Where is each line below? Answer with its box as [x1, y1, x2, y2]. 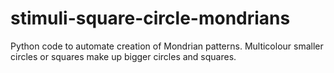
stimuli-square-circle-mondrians [10, 7, 291, 30]
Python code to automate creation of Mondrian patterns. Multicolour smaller [10, 40, 324, 52]
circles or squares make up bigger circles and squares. [10, 50, 237, 62]
